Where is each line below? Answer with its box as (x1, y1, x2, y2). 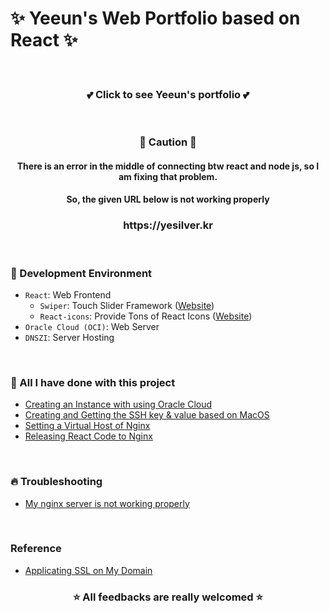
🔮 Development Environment (10, 266, 153, 280)
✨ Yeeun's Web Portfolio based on (10, 7, 301, 30)
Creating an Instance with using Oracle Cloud (24, 398, 213, 411)
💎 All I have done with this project (10, 375, 176, 389)
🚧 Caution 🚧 (139, 135, 197, 149)
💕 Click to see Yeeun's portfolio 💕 (86, 87, 250, 101)
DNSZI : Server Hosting (24, 331, 115, 343)
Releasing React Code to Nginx (24, 430, 153, 442)
